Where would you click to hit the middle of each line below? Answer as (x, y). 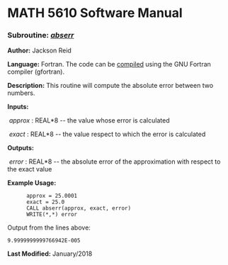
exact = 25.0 (45, 202)
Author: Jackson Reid (40, 50)
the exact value (30, 169)
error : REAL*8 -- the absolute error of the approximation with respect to (115, 162)
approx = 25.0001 (52, 196)
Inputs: (18, 107)
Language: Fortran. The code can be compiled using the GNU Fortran (109, 64)
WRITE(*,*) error (52, 215)
